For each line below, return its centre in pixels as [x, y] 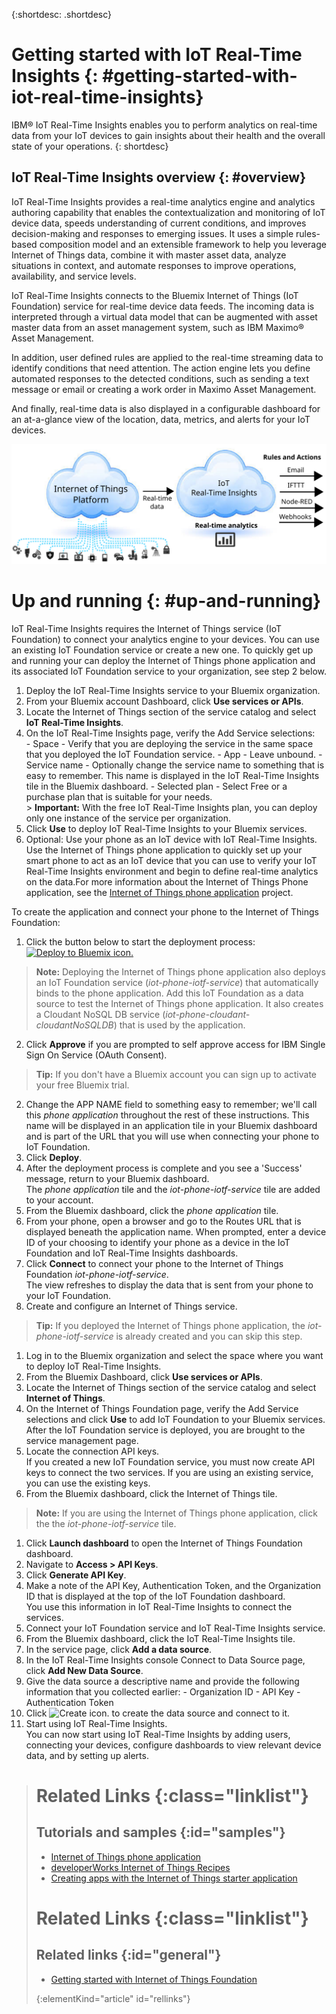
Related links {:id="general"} [128, 1955]
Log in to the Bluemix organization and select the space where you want [174, 1355]
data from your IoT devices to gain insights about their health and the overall [168, 135]
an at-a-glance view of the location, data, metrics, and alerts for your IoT [161, 419]
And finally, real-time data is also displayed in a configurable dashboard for [166, 408]
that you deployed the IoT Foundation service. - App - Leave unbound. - [174, 754]
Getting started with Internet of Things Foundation [154, 1979]
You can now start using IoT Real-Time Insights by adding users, [158, 1734]
